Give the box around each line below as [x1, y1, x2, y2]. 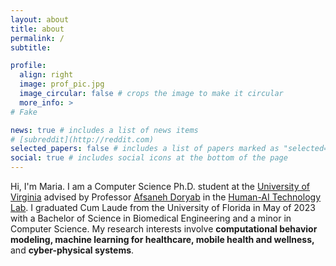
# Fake [10, 107, 38, 117]
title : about [10, 24, 65, 34]
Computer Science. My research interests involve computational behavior [10, 223, 318, 235]
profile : [10, 61, 47, 71]
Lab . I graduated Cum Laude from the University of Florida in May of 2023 [10, 202, 316, 213]
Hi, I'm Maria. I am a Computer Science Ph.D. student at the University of [10, 181, 311, 192]
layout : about [10, 14, 70, 25]
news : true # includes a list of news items [10, 125, 199, 135]
